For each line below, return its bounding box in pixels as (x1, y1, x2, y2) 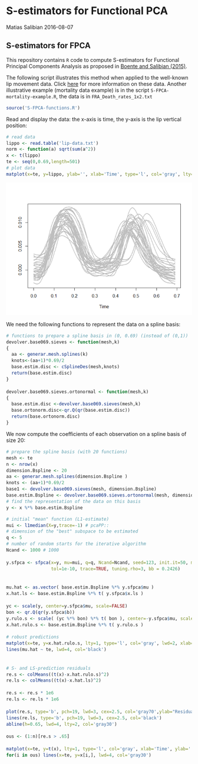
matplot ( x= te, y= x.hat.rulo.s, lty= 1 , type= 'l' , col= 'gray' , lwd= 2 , (6, 640, 178, 646)
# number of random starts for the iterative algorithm (6, 541, 146, 547)
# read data (6, 134, 35, 140)
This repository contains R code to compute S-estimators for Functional (6, 56, 180, 63)
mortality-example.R (6, 94, 57, 100)
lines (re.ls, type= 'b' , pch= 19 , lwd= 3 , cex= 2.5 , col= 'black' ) (6, 715, 162, 721)
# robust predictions (6, 634, 60, 640)
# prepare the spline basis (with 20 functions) (6, 449, 128, 455)
